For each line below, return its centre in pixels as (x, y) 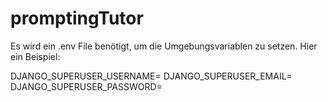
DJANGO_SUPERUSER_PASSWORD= (86, 86)
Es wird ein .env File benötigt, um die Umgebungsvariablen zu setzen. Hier (164, 46)
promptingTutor (77, 18)
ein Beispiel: (35, 56)
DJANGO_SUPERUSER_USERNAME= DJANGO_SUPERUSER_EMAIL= (151, 76)
